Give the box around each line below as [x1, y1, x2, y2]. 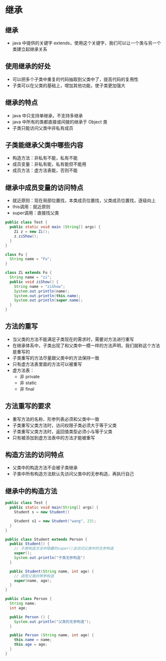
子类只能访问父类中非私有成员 [12, 125, 73, 131]
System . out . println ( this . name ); [14, 293, 81, 298]
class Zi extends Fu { [5, 270, 52, 275]
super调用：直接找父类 [12, 210, 59, 216]
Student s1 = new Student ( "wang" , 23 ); [14, 518, 97, 523]
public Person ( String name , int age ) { [9, 633, 94, 638]
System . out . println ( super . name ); [14, 298, 83, 303]
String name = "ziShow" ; [14, 284, 65, 289]
